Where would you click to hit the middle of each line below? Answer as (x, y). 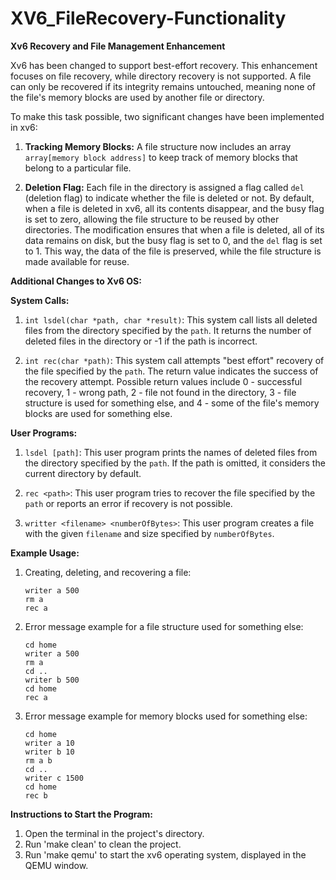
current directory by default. (83, 473)
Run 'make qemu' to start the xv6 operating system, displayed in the (165, 854)
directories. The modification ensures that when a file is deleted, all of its (174, 229)
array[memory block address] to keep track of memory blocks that (161, 157)
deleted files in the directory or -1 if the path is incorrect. (141, 341)
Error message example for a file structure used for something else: (164, 626)
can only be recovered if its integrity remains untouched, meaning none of (163, 86)
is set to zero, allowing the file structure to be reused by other (152, 219)
